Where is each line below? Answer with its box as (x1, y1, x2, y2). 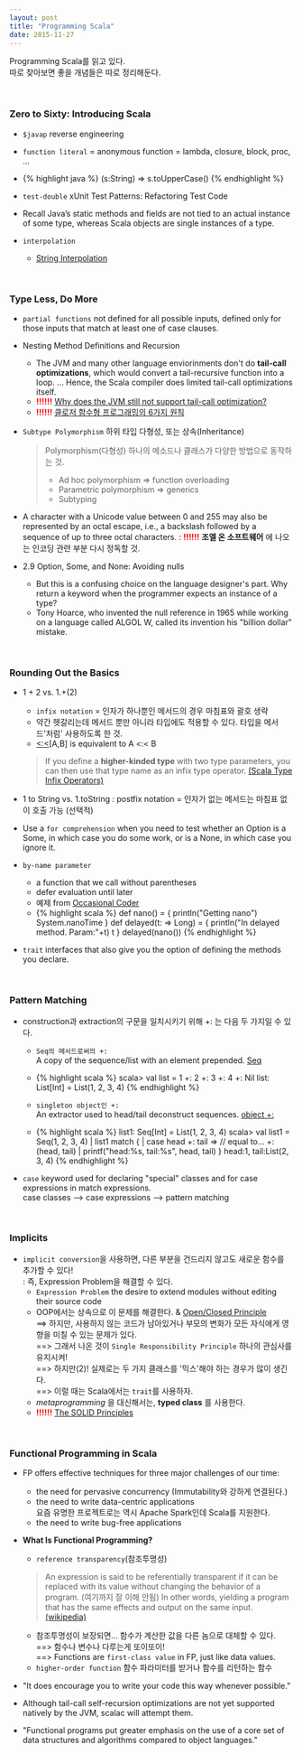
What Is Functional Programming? (22, 1535, 153, 1545)
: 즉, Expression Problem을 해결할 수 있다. (22, 1275, 173, 1287)
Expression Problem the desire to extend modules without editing (35, 1286, 278, 1297)
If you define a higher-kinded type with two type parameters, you (44, 756, 291, 767)
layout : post (9, 13, 59, 23)
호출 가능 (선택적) (32, 805, 94, 816)
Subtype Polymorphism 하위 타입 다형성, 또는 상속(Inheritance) (22, 425, 245, 436)
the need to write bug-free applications (35, 1517, 182, 1528)
